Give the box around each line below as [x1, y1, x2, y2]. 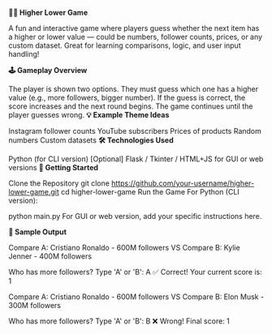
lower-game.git [8, 187, 59, 196]
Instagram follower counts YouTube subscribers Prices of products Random [8, 126, 261, 135]
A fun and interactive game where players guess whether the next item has [8, 24, 260, 32]
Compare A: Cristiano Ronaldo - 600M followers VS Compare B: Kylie [8, 243, 241, 252]
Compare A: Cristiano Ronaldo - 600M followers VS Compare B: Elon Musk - [8, 292, 265, 302]
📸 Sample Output [8, 227, 67, 237]
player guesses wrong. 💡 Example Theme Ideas [8, 110, 170, 119]
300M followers [8, 301, 62, 310]
